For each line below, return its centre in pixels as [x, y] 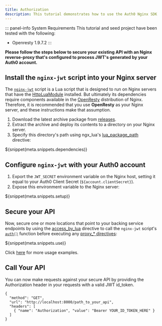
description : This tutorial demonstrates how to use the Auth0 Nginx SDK [81, 14]
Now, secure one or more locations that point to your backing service [74, 223]
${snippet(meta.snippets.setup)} [38, 196]
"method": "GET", [27, 298]
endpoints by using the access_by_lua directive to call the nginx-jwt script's [81, 228]
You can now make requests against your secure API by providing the [74, 279]
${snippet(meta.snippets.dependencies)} [46, 149]
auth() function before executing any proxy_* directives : [61, 234]
